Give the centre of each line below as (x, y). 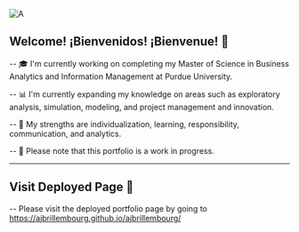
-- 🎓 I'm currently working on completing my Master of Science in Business (149, 63)
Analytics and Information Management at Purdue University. (121, 76)
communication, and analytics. (65, 133)
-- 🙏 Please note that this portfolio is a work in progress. (112, 150)
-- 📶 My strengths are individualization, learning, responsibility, (125, 124)
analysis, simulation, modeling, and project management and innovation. (141, 107)
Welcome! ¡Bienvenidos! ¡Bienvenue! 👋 (119, 41)
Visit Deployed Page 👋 (72, 187)
